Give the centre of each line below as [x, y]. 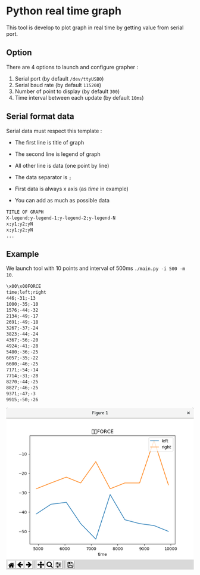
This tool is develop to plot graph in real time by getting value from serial [95, 27]
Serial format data [40, 117]
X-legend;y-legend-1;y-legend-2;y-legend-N [61, 218]
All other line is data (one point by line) [62, 165]
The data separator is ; [43, 177]
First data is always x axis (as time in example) [72, 189]
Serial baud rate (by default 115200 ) [58, 85]
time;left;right [26, 293]
